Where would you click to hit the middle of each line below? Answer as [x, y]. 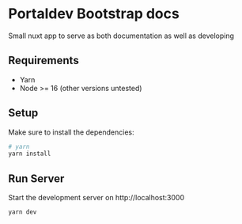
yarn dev [23, 212]
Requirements [43, 61]
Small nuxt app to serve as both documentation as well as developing [121, 36]
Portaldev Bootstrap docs [94, 14]
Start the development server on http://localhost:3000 [96, 198]
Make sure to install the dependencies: [71, 132]
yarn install [30, 154]
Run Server [36, 178]
